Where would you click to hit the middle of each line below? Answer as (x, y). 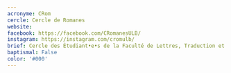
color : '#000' (28, 59)
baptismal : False (32, 53)
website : (20, 26)
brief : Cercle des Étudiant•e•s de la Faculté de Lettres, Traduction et (116, 46)
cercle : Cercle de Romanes (46, 20)
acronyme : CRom (29, 14)
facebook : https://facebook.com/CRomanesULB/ (74, 33)
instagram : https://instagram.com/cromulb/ (71, 40)
